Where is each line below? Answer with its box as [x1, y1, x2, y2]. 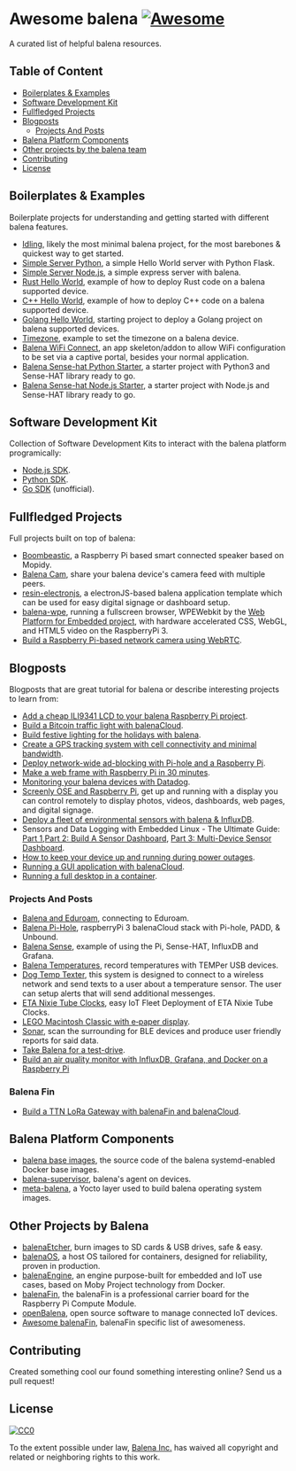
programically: [9, 448, 62, 458]
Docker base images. [21, 1164, 100, 1175]
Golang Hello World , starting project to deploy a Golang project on [21, 314, 263, 324]
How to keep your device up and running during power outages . [21, 852, 255, 862]
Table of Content [9, 64, 103, 79]
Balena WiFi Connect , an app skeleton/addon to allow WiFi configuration [21, 342, 285, 353]
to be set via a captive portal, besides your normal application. [21, 351, 249, 362]
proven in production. [21, 1261, 101, 1272]
